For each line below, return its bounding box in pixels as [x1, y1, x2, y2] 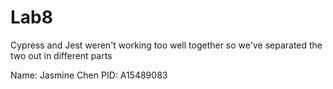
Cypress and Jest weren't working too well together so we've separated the [10, 39, 323, 51]
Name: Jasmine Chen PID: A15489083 [10, 69, 168, 81]
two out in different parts [10, 49, 113, 61]
